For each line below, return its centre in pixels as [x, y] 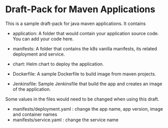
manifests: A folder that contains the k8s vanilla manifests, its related [85, 48]
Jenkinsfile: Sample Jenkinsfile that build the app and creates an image [87, 84]
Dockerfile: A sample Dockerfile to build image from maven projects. [84, 74]
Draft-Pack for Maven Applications [80, 9]
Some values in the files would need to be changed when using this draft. [82, 99]
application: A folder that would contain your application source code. [86, 33]
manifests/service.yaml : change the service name [65, 120]
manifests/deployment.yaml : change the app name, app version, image [88, 109]
